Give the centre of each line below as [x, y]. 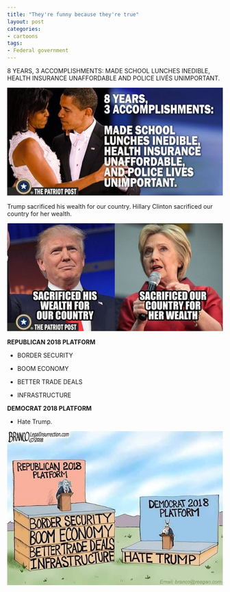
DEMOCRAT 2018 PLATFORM [50, 408]
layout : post [26, 22]
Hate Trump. [35, 422]
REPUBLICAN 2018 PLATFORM [51, 342]
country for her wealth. [39, 214]
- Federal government [38, 51]
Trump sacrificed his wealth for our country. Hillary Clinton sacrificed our [110, 206]
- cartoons [23, 36]
